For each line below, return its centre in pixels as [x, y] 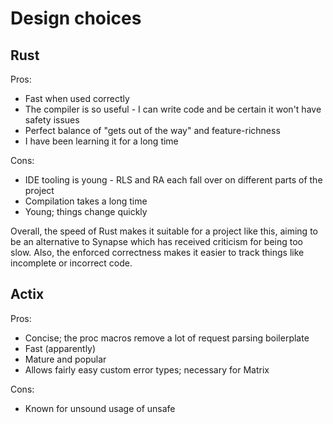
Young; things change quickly [86, 211]
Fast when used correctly [77, 98]
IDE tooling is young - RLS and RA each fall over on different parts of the [173, 180]
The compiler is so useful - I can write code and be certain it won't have [173, 109]
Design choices [76, 18]
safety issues [52, 120]
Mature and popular [65, 359]
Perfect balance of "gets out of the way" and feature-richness [152, 130]
